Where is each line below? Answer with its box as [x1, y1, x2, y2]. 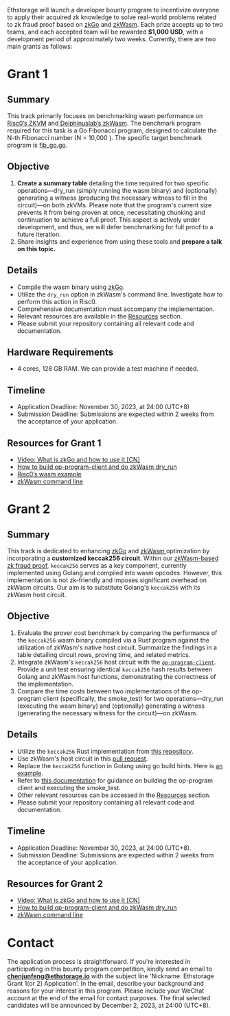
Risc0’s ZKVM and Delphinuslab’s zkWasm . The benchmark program [7, 119, 201, 127]
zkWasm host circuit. [7, 590, 67, 599]
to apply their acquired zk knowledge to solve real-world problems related [7, 13, 217, 21]
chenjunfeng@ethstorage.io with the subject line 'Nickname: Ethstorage [7, 972, 214, 980]
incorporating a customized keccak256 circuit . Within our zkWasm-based [7, 554, 219, 562]
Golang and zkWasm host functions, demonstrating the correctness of [16, 672, 216, 680]
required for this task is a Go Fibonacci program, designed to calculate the [7, 126, 218, 135]
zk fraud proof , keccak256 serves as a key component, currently [7, 562, 187, 570]
